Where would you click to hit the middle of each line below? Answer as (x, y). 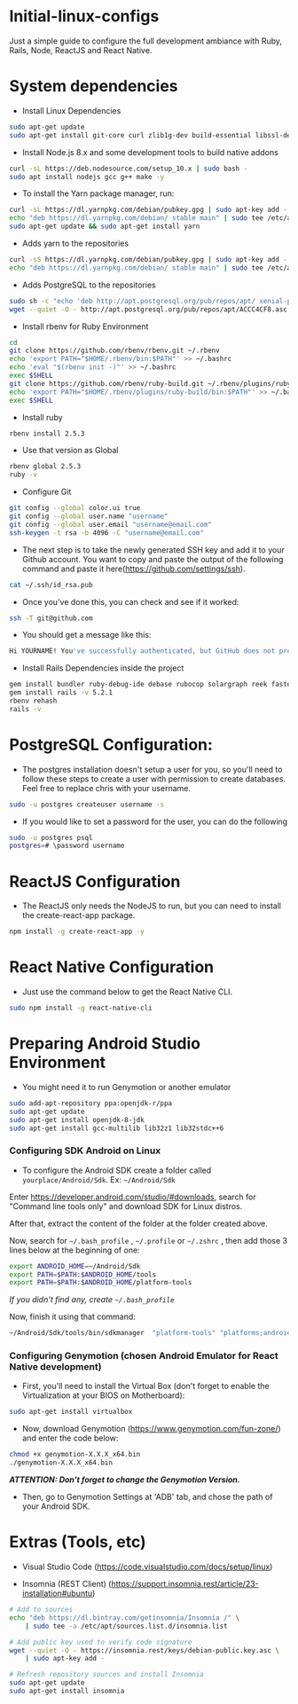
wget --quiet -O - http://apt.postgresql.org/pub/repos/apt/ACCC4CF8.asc (149, 309)
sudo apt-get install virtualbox (71, 1412)
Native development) (55, 1367)
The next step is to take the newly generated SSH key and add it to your (153, 550)
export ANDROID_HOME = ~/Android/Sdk (75, 1266)
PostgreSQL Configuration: (111, 745)
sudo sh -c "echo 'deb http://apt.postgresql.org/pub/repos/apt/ (132, 301)
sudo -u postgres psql (51, 837)
